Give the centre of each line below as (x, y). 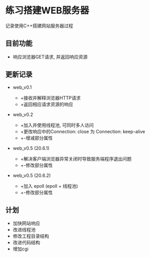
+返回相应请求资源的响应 (47, 104)
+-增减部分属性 (36, 138)
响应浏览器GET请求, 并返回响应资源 (50, 56)
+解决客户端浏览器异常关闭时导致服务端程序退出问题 (76, 159)
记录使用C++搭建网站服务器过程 (39, 26)
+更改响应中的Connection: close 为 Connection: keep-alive (83, 131)
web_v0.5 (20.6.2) (32, 175)
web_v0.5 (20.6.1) (31, 148)
